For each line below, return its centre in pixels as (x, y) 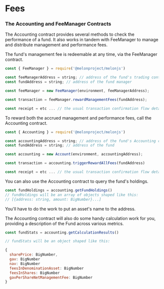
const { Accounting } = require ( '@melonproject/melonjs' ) (65, 132)
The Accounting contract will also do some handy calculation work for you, (80, 218)
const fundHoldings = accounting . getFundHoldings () (59, 190)
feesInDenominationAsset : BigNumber (47, 268)
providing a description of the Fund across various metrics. (64, 223)
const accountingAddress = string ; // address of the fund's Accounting (81, 141)
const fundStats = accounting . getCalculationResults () (62, 232)
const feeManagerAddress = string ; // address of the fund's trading (77, 77)
